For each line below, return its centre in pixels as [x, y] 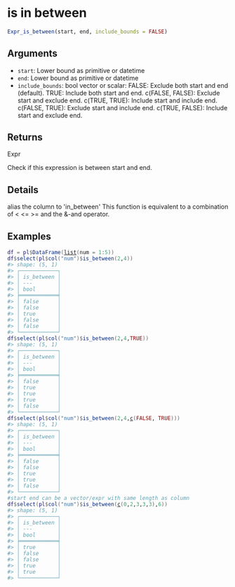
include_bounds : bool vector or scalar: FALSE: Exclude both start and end [123, 85]
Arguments [33, 54]
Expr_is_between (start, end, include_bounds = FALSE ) [88, 32]
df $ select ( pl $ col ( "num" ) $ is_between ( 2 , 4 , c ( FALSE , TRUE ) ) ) [94, 418]
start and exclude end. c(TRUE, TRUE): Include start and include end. [117, 100]
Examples [29, 236]
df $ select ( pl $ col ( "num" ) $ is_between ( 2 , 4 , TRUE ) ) [78, 338]
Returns [25, 137]
